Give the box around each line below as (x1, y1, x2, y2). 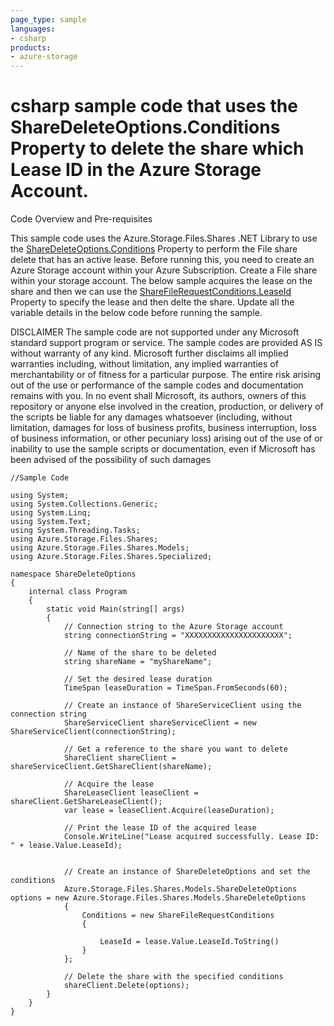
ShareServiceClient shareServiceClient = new (63, 718, 257, 728)
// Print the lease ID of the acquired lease (63, 823, 257, 833)
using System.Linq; (10, 508, 92, 518)
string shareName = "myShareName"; (63, 657, 213, 667)
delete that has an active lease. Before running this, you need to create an (10, 254, 315, 266)
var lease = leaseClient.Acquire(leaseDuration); (63, 806, 275, 816)
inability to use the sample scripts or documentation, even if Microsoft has (10, 443, 316, 455)
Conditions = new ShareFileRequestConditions (81, 911, 275, 921)
